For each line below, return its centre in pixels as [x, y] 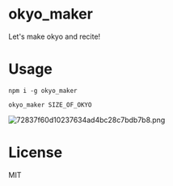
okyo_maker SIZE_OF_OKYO [50, 105]
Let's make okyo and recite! [55, 36]
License [36, 152]
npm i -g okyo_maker [43, 91]
